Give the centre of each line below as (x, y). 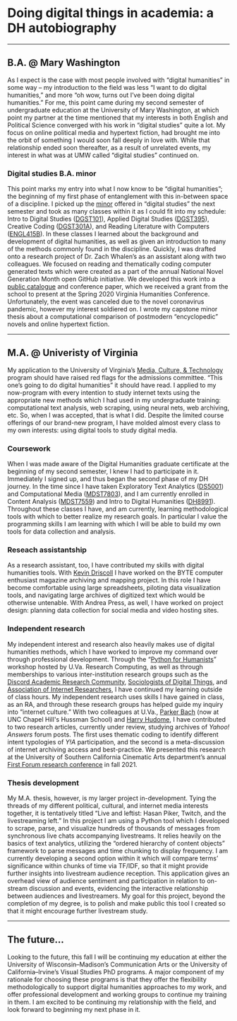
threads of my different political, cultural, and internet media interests (108, 806)
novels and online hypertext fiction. (59, 324)
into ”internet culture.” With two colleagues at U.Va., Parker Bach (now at (113, 712)
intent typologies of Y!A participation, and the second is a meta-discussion (116, 742)
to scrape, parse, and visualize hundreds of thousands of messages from (114, 829)
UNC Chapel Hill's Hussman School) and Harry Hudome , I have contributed (117, 719)
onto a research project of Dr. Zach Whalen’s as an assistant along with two (117, 257)
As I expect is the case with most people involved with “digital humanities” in (119, 80)
